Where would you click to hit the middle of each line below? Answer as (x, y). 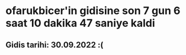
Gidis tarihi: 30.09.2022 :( (54, 45)
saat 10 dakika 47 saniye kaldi (80, 23)
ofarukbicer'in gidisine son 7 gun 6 (93, 11)
